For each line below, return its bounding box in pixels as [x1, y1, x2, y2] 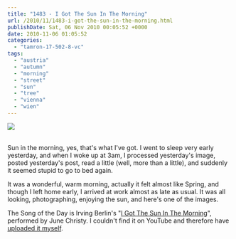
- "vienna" [14, 97, 46, 104]
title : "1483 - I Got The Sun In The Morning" [7, 10, 148, 18]
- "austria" [14, 57, 50, 64]
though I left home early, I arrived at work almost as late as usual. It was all [7, 187, 226, 196]
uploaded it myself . [7, 223, 64, 232]
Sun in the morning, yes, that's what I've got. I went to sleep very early [7, 143, 215, 152]
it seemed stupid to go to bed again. [7, 166, 113, 174]
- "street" [14, 76, 46, 84]
